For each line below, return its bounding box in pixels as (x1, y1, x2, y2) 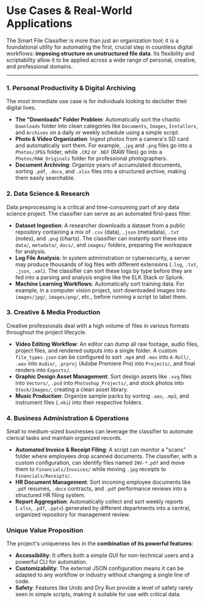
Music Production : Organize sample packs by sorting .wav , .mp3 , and (15, 392, 189, 400)
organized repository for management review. (15, 511, 130, 519)
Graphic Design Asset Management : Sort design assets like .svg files (15, 373, 192, 380)
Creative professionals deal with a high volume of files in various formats (6, 322, 190, 329)
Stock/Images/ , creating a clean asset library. (15, 386, 128, 393)
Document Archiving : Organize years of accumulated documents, (15, 161, 182, 168)
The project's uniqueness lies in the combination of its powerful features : (6, 540, 194, 547)
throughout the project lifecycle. (6, 328, 87, 336)
